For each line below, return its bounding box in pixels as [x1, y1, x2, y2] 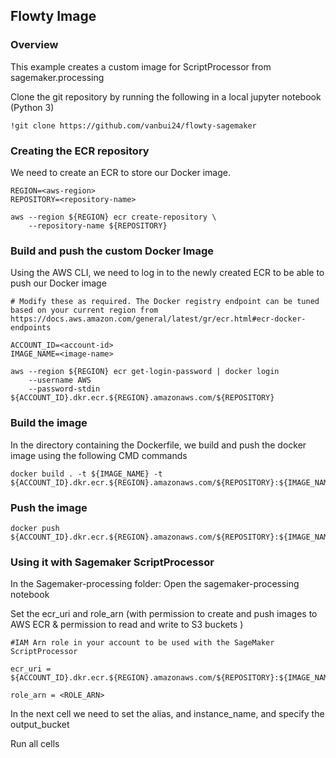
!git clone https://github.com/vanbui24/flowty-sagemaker [10, 120, 257, 131]
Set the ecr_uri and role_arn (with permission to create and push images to [10, 608, 318, 620]
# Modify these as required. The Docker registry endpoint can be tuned [10, 297, 320, 307]
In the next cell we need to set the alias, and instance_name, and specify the [10, 708, 325, 720]
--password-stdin [28, 384, 101, 394]
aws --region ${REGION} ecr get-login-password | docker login [10, 367, 280, 377]
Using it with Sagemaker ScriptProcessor [10, 555, 215, 569]
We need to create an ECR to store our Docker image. [10, 166, 232, 178]
